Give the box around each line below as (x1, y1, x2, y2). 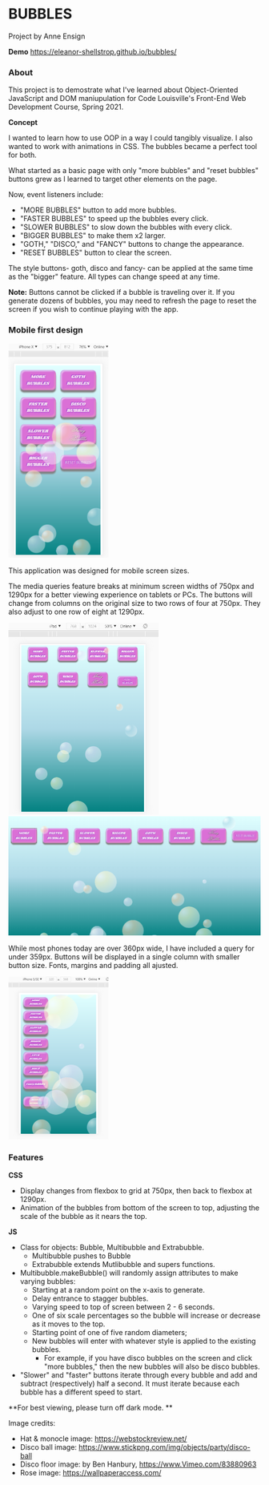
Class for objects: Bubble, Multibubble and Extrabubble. (19, 1242, 205, 1252)
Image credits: (8, 1418, 56, 1427)
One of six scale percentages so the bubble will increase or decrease (31, 1310, 261, 1320)
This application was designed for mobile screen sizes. (8, 566, 190, 575)
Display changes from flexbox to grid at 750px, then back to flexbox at (19, 1185, 252, 1195)
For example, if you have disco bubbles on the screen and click (43, 1353, 252, 1362)
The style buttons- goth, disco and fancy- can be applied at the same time (8, 264, 254, 273)
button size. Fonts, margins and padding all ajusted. (8, 961, 179, 970)
